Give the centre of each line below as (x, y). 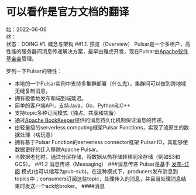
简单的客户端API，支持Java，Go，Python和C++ (72, 105)
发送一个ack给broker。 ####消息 (65, 186)
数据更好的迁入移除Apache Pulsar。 (58, 149)
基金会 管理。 (21, 59)
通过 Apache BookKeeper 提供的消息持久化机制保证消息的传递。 (91, 120)
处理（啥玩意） (38, 135)
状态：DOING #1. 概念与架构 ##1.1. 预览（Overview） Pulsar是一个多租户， (96, 44)
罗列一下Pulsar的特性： (34, 71)
